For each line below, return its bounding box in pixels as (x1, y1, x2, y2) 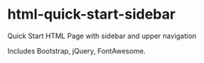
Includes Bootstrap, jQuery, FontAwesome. (7, 46, 147, 55)
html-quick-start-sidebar (7, 5, 176, 23)
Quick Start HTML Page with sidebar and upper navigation (7, 31, 197, 40)
